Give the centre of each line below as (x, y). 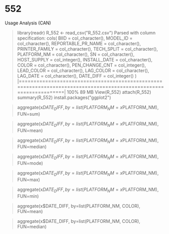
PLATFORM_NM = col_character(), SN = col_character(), (76, 54)
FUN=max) (29, 179)
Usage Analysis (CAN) (28, 23)
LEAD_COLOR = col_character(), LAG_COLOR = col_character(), (83, 70)
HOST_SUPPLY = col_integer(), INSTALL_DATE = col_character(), (85, 59)
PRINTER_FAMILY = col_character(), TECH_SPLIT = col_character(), (87, 49)
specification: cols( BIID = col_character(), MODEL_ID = (75, 38)
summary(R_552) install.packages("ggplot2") (64, 97)
